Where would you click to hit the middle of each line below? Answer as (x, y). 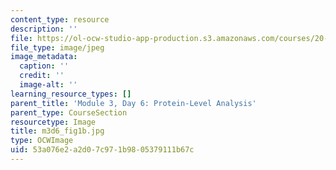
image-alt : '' (48, 85)
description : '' (44, 29)
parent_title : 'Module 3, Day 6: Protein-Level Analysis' (133, 103)
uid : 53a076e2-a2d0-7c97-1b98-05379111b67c (102, 150)
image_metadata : (44, 57)
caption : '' (44, 66)
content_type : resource (60, 19)
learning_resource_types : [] (71, 94)
